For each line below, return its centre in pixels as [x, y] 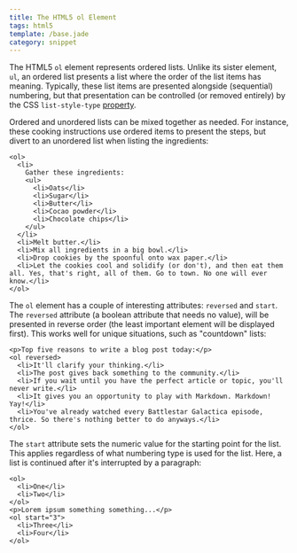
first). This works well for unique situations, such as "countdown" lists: [138, 334]
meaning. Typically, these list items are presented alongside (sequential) [141, 86]
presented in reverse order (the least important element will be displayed [142, 324]
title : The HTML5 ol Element [63, 17]
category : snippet [43, 42]
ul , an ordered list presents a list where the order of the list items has [135, 77]
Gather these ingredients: [75, 173]
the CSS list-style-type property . [73, 105]
